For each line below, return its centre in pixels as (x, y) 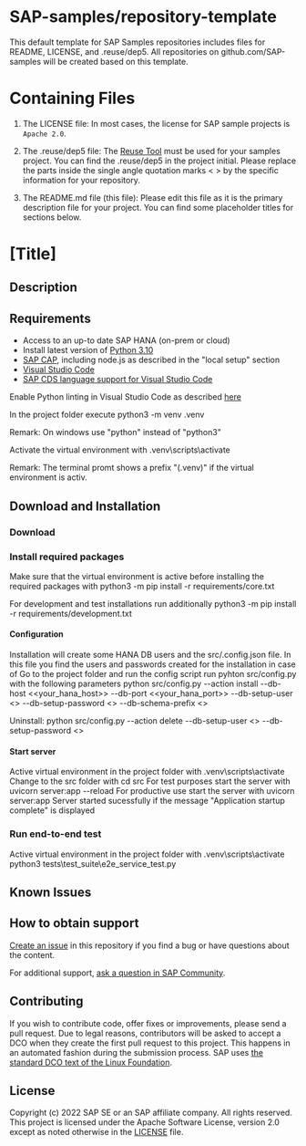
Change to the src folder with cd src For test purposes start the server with (150, 781)
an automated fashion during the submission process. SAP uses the (137, 1052)
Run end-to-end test (56, 834)
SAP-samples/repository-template (143, 17)
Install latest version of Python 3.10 (88, 350)
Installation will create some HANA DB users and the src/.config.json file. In (150, 655)
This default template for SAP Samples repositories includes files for (138, 42)
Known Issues (51, 892)
